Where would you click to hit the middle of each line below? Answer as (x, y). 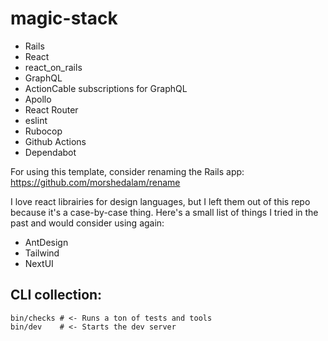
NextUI (39, 263)
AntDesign (46, 242)
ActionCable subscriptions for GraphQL (106, 88)
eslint (36, 120)
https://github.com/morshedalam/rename (95, 182)
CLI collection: (56, 295)
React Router (51, 109)
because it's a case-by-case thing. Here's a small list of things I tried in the (164, 212)
